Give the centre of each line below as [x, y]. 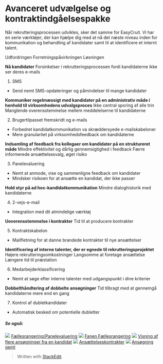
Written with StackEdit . [40, 356]
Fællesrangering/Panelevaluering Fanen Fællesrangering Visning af [84, 336]
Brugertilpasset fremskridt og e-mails [50, 120]
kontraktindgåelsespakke [58, 19]
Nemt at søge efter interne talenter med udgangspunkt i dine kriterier [81, 278]
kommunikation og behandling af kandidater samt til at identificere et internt [81, 42]
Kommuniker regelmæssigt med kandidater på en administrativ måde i [78, 100]
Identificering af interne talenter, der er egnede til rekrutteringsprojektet [80, 249]
